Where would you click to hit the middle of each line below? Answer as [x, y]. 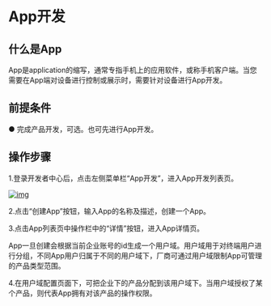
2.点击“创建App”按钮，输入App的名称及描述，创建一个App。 [109, 210]
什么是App [35, 49]
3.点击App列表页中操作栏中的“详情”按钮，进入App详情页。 [106, 228]
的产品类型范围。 [37, 266]
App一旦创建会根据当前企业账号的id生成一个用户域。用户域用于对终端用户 [131, 245]
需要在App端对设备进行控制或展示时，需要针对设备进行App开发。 [118, 80]
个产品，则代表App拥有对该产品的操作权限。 [83, 293]
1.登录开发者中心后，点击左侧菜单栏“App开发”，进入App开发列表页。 [123, 178]
